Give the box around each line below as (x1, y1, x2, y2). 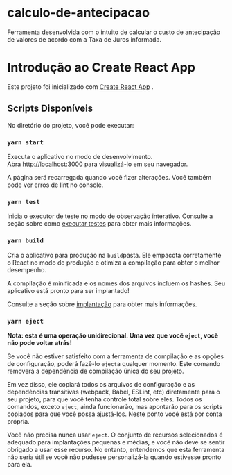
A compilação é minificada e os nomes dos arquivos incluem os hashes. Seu (7, 279, 226, 287)
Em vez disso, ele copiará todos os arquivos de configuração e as (7, 380, 195, 388)
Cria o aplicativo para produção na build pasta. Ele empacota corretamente (7, 251, 222, 259)
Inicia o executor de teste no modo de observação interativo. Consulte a (7, 212, 213, 220)
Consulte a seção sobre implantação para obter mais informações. (7, 300, 197, 308)
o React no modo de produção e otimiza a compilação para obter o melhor (7, 258, 220, 267)
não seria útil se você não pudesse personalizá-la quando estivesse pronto (7, 453, 222, 461)
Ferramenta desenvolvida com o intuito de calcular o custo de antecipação (7, 28, 221, 36)
